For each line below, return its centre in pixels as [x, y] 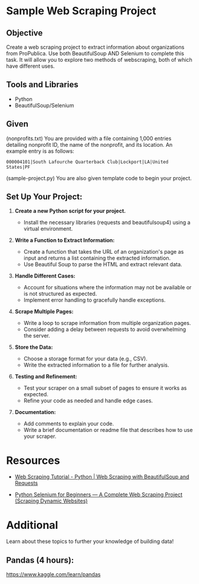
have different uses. [31, 66]
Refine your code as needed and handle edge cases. [88, 401]
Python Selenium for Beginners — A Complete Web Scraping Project [99, 495]
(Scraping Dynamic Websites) [51, 501]
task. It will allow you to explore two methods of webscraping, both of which [99, 60]
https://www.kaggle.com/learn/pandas [53, 574]
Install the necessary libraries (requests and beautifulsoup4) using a [107, 222]
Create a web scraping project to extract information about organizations [95, 47]
